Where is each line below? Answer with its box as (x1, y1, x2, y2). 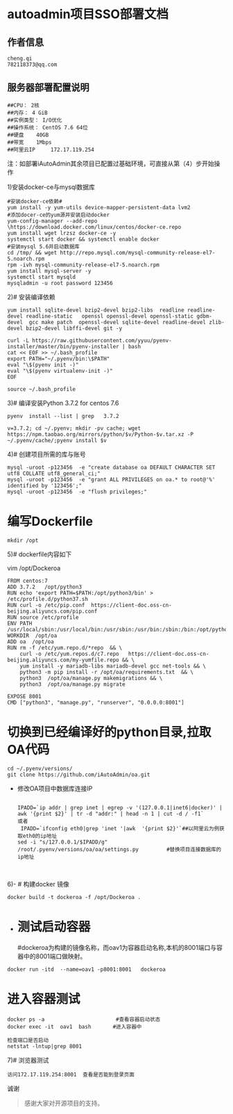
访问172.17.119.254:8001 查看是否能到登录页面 (7, 1071, 135, 1078)
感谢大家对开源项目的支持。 (24, 1099, 104, 1107)
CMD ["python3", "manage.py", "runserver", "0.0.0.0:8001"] (7, 699, 185, 706)
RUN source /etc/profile (7, 613, 79, 621)
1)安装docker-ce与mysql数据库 (7, 182, 95, 191)
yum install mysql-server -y (7, 267, 92, 275)
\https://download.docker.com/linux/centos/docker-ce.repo (7, 223, 182, 230)
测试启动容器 (17, 919, 91, 935)
